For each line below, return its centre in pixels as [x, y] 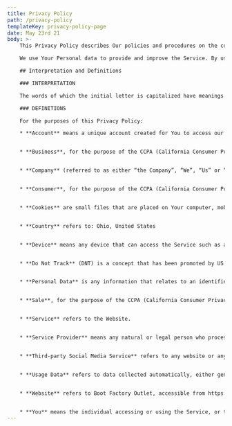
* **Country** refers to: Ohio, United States [88, 226]
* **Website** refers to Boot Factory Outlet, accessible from [113, 393]
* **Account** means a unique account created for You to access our [122, 133]
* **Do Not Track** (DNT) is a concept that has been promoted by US [122, 263]
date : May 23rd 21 [33, 33]
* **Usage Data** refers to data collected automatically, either [117, 375]
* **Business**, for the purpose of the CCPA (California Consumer [118, 152]
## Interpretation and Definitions [71, 71]
